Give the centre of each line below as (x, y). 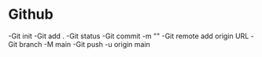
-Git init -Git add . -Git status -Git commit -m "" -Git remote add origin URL (129, 36)
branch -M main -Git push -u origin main (85, 44)
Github (31, 14)
